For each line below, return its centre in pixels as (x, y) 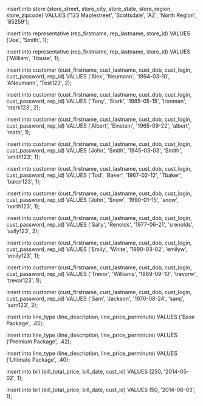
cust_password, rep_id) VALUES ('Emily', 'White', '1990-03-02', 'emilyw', (97, 249)
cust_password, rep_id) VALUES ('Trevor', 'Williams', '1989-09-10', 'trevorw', (102, 274)
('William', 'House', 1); (33, 58)
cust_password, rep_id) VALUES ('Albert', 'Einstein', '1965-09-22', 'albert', (98, 126)
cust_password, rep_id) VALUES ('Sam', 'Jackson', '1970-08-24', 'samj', (95, 298)
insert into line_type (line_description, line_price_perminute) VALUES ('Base (101, 317)
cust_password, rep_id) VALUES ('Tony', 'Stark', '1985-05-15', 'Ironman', (96, 101)
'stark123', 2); (23, 108)
